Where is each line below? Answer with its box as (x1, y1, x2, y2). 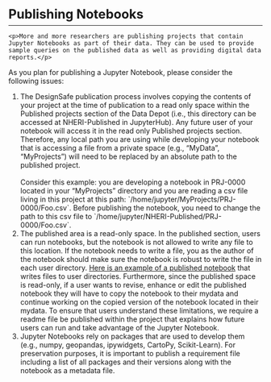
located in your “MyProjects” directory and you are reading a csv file (19, 186, 248, 195)
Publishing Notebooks (8, 6, 144, 22)
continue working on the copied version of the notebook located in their (19, 297, 259, 306)
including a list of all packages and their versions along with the (19, 357, 231, 367)
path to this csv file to (19, 212, 93, 221)
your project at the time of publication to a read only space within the (19, 101, 250, 110)
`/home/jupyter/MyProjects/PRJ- (127, 194, 236, 204)
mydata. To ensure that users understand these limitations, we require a (19, 306, 259, 315)
